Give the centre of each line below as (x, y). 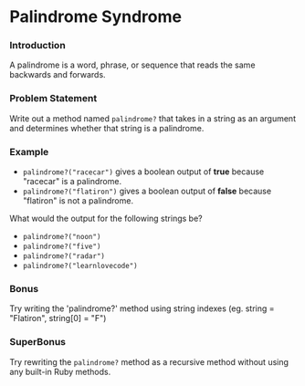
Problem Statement (53, 99)
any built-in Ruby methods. (60, 371)
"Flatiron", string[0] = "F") (58, 318)
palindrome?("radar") (63, 256)
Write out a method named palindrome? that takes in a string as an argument (153, 118)
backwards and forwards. (58, 75)
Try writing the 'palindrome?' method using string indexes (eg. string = (142, 308)
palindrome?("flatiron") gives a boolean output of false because (147, 191)
